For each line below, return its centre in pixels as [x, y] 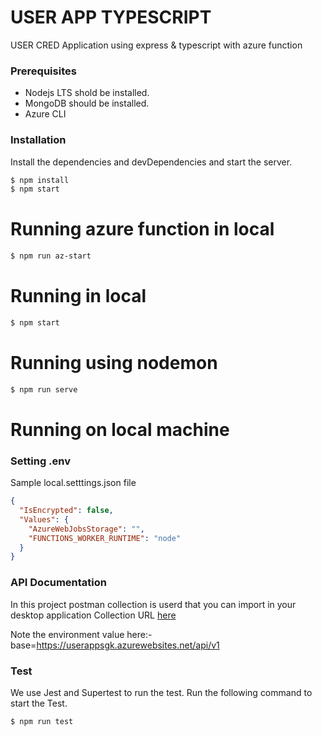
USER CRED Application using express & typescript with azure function [156, 45]
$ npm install [40, 180]
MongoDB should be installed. [87, 103]
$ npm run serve [44, 389]
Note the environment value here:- [81, 634]
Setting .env [41, 461]
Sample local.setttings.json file [73, 483]
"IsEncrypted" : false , [66, 511]
